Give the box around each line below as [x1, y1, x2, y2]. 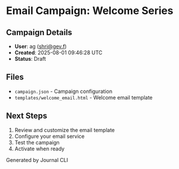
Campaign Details [6, 27, 73, 37]
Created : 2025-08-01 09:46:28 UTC [14, 49, 103, 56]
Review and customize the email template [14, 126, 115, 133]
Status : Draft [14, 56, 46, 62]
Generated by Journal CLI [6, 156, 68, 163]
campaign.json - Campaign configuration [14, 88, 113, 95]
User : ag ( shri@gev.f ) [14, 43, 67, 50]
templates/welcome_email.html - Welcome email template [14, 94, 153, 101]
